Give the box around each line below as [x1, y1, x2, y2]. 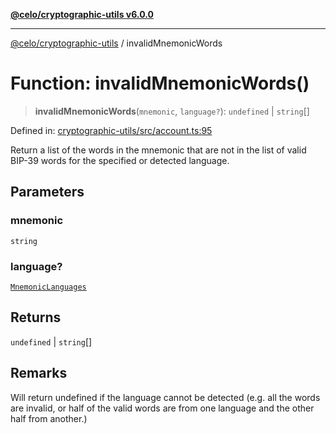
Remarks [10, 365, 68, 382]
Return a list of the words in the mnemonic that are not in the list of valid [10, 144, 307, 156]
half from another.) [10, 412, 88, 424]
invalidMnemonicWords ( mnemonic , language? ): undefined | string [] [34, 105, 310, 117]
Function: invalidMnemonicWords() [10, 72, 310, 95]
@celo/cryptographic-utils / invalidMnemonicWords [10, 37, 223, 49]
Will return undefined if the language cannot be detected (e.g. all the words [10, 391, 321, 403]
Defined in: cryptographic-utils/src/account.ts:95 [10, 124, 213, 136]
